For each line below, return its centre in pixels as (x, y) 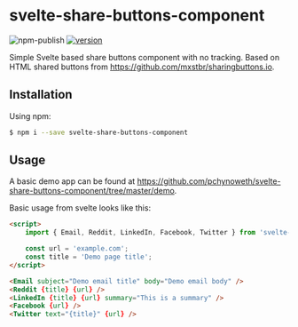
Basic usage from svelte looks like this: (80, 208)
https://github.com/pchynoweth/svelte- (209, 181)
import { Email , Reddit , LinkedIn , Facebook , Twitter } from (140, 233)
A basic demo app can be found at (72, 181)
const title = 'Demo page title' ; (89, 257)
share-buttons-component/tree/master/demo (92, 191)
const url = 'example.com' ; (77, 249)
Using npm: (30, 116)
